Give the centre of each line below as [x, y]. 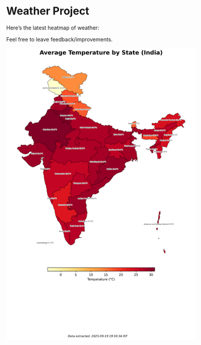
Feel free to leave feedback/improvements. [60, 39]
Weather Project [48, 11]
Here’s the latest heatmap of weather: [53, 28]
